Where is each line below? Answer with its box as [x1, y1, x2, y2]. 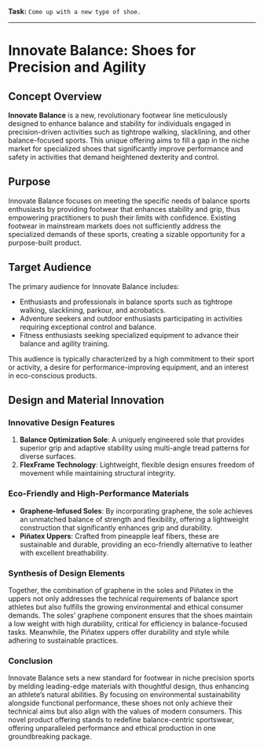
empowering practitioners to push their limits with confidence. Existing [8, 213, 236, 222]
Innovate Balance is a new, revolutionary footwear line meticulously [8, 110, 228, 120]
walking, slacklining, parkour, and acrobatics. [19, 305, 167, 314]
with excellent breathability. [19, 547, 108, 558]
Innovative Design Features [8, 417, 115, 428]
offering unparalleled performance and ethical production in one [8, 724, 216, 733]
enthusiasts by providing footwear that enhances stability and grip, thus [8, 204, 241, 213]
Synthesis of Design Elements [8, 567, 126, 578]
